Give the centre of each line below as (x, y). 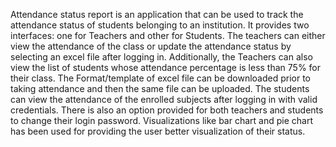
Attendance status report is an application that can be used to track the (157, 14)
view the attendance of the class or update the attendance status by (151, 46)
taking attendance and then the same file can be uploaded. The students (160, 88)
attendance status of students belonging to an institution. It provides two (160, 25)
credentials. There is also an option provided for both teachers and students (167, 110)
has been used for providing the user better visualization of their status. (158, 131)
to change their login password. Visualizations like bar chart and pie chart (161, 120)
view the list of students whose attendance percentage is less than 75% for (166, 67)
